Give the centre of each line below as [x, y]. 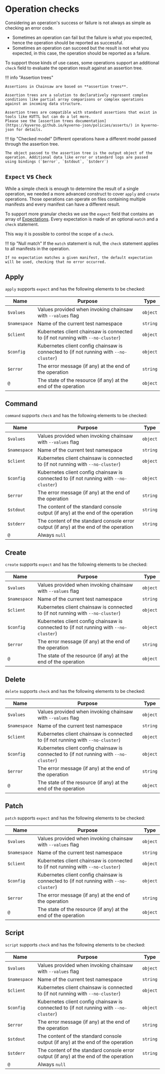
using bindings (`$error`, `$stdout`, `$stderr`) [57, 162]
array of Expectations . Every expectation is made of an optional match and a [82, 219]
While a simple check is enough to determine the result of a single [72, 189]
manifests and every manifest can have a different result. [63, 204]
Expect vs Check [29, 177]
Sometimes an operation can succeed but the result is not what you [81, 48]
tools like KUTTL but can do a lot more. [48, 117]
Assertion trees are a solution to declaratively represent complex [77, 95]
